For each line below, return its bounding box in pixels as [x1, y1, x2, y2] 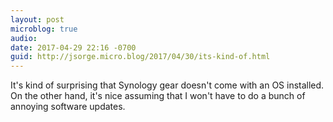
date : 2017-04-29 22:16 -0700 [10, 42, 137, 53]
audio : [10, 33, 38, 43]
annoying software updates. [10, 101, 126, 113]
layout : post [10, 14, 65, 25]
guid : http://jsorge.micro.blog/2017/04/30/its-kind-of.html [10, 52, 271, 62]
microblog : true [10, 24, 78, 34]
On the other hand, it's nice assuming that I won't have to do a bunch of [10, 90, 306, 102]
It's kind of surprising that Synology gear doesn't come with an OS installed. [10, 79, 325, 91]
